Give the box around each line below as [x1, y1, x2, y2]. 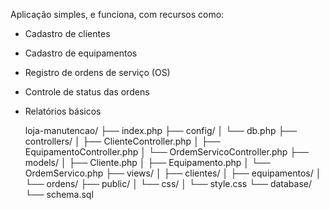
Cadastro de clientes [24, 28, 111, 39]
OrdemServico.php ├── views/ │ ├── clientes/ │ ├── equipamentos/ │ [24, 167, 322, 179]
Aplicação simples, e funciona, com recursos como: [10, 9, 225, 20]
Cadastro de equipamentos [24, 47, 138, 59]
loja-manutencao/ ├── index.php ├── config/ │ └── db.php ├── [24, 125, 298, 136]
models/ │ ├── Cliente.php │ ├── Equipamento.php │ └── [24, 157, 271, 168]
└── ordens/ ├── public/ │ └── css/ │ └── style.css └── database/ [24, 178, 312, 189]
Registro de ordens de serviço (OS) [24, 67, 171, 78]
